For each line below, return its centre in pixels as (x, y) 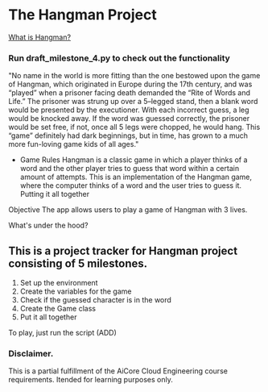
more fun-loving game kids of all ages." (74, 144)
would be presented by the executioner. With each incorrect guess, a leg (129, 110)
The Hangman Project (82, 15)
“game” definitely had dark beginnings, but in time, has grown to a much (128, 136)
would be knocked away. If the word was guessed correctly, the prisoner (129, 119)
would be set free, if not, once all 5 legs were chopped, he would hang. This (134, 127)
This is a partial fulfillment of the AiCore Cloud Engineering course (118, 371)
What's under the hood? (48, 225)
